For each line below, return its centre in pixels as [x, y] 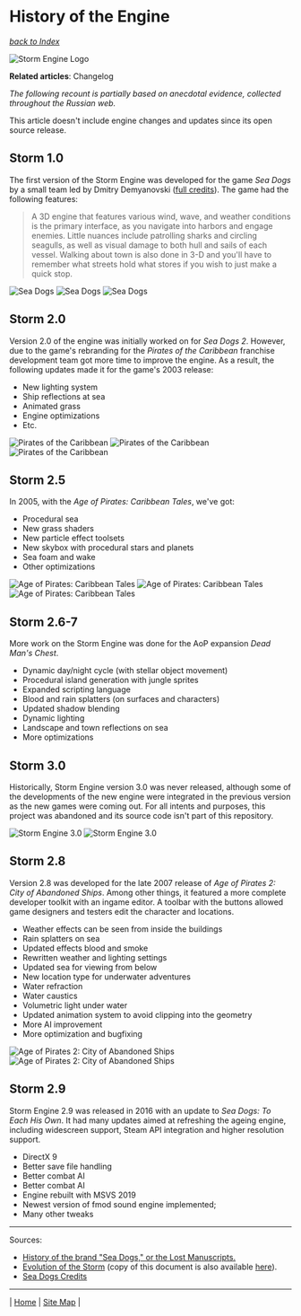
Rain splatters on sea [61, 938]
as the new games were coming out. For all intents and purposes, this [138, 806]
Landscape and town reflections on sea [95, 728]
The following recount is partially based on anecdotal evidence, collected [145, 93]
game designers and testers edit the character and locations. [122, 911]
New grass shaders [58, 529]
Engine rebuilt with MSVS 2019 [79, 1195]
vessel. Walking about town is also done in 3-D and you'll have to [151, 254]
